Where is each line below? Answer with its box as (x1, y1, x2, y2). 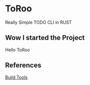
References (5, 61, 42, 70)
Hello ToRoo (5, 46, 30, 52)
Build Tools (5, 74, 28, 80)
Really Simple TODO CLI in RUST (5, 19, 72, 25)
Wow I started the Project (5, 34, 85, 42)
